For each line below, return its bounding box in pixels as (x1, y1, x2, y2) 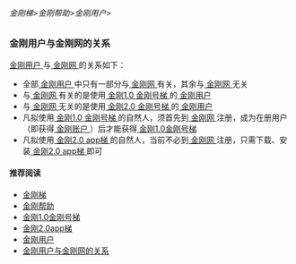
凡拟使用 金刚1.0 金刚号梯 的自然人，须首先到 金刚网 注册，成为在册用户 (22, 112, 288, 123)
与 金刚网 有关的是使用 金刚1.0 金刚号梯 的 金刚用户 (22, 89, 212, 100)
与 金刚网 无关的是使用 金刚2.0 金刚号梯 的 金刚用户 (22, 100, 213, 111)
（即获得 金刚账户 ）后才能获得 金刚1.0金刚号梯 (22, 123, 197, 133)
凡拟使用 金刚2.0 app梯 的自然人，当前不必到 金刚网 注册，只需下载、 (22, 134, 280, 145)
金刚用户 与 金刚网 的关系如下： (9, 59, 126, 70)
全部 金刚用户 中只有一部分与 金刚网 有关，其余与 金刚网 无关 (22, 78, 248, 89)
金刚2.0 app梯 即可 (32, 145, 103, 156)
